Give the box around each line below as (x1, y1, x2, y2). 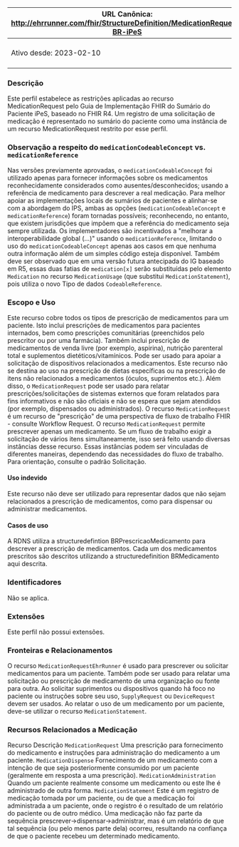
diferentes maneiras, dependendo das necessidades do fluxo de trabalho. (7, 449, 224, 458)
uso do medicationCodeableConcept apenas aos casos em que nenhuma (7, 242, 217, 250)
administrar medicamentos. (7, 505, 87, 513)
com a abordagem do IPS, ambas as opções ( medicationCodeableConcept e (7, 203, 226, 212)
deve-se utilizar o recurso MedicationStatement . (7, 707, 147, 716)
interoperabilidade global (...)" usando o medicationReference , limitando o (7, 234, 223, 242)
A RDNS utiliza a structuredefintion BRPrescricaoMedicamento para (7, 537, 206, 545)
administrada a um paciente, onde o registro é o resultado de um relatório (7, 801, 223, 810)
